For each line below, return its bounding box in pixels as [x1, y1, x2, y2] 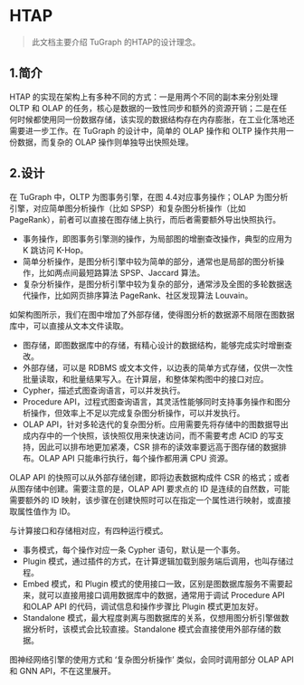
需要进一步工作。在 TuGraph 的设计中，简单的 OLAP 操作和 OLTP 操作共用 [9, 125, 287, 136]
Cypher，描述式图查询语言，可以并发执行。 [22, 385, 185, 395]
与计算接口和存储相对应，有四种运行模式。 [9, 525, 168, 536]
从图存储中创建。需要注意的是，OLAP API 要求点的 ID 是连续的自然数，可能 [9, 483, 290, 494]
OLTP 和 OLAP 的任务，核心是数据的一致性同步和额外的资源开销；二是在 [9, 102, 280, 113]
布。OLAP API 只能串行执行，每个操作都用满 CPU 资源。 [22, 452, 233, 463]
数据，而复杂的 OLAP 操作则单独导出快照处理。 [16, 137, 195, 147]
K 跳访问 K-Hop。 [22, 244, 89, 255]
